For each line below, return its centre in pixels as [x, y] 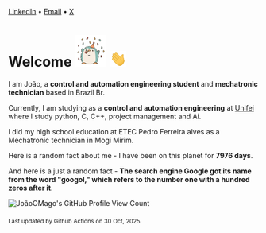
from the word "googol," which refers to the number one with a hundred [129, 179]
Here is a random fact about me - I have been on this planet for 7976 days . [131, 155]
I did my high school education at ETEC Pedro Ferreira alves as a [114, 131]
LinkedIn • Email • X [41, 12]
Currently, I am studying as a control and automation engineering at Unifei [131, 107]
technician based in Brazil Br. [57, 92]
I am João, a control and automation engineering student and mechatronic [133, 83]
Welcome [40, 62]
